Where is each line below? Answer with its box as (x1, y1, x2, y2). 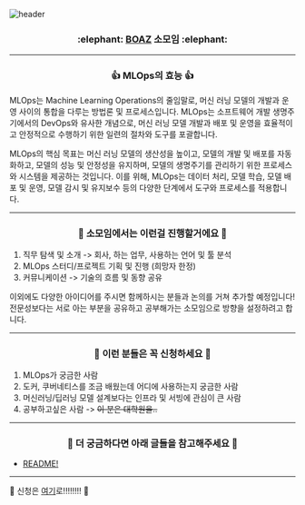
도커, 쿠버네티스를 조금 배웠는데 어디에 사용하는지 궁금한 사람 (22, 381, 239, 392)
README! (22, 459, 59, 470)
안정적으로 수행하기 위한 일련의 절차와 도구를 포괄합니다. (18, 128, 218, 140)
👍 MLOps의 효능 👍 (111, 69, 194, 82)
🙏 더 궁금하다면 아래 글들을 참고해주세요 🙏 (66, 437, 239, 450)
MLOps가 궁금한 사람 (22, 370, 98, 381)
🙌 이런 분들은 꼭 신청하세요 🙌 (93, 347, 212, 360)
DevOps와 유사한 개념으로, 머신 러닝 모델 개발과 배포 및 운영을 (40, 117, 261, 128)
